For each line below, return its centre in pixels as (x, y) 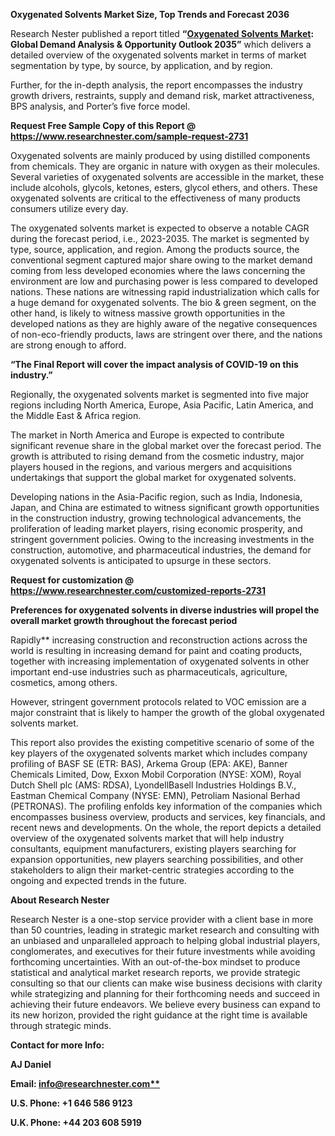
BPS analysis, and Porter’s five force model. (100, 106)
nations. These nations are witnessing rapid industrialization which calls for (165, 292)
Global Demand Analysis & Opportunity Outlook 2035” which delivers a (161, 44)
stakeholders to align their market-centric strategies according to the (152, 870)
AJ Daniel (31, 1064)
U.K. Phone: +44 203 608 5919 (76, 1122)
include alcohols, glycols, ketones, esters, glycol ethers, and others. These (164, 187)
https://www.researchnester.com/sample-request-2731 (129, 136)
